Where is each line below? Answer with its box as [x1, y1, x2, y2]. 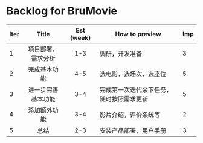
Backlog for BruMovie [6, 4, 118, 18]
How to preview [115, 30, 161, 38]
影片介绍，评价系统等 [99, 110, 161, 119]
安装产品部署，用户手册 [99, 126, 167, 135]
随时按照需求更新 [99, 95, 149, 103]
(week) [70, 33, 91, 42]
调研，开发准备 [99, 49, 143, 58]
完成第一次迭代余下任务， [99, 86, 173, 94]
